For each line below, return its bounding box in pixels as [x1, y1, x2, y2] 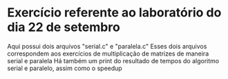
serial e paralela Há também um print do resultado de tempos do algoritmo [7, 56, 220, 65]
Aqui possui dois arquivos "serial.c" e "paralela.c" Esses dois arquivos [7, 42, 207, 50]
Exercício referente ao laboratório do [7, 5, 222, 21]
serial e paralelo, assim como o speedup [7, 64, 122, 72]
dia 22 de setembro [7, 19, 121, 35]
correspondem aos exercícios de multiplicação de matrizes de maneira [7, 49, 209, 58]
